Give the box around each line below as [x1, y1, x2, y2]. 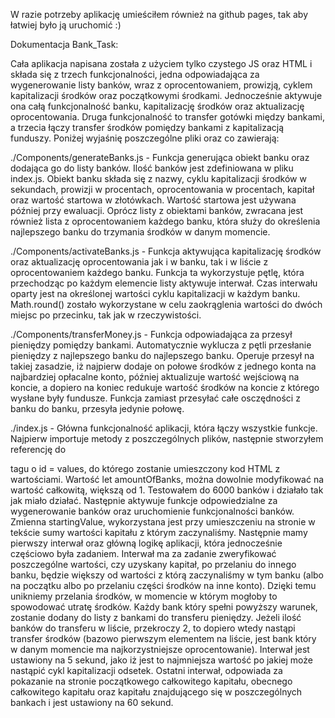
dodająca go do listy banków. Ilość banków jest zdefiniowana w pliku [10, 162, 294, 174]
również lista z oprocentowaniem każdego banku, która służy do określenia [10, 215, 321, 227]
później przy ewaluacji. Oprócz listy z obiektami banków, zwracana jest [10, 205, 304, 216]
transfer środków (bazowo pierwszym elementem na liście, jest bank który [10, 633, 317, 644]
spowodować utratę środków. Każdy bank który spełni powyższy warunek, [10, 601, 318, 613]
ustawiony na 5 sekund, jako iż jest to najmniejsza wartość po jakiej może [10, 654, 313, 666]
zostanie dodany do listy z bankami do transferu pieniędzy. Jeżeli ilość [10, 612, 302, 623]
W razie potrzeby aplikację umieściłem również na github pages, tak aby [10, 9, 309, 20]
